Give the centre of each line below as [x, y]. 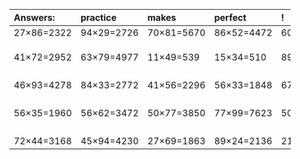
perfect [230, 17]
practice [98, 17]
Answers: [34, 17]
